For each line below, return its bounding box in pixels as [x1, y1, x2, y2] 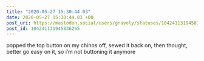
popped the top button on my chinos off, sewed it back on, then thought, [6, 42, 188, 49]
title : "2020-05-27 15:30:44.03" [6, 8, 91, 15]
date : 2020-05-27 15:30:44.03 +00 [6, 14, 94, 20]
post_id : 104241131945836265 [6, 25, 80, 32]
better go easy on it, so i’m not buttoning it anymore [6, 48, 136, 56]
